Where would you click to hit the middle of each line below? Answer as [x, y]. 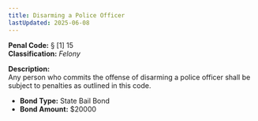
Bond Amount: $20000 [58, 109]
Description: [29, 68]
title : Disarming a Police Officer [67, 15]
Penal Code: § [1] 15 [41, 45]
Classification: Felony [45, 53]
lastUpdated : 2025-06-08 [49, 23]
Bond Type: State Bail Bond [65, 101]
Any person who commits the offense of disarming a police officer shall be [129, 77]
